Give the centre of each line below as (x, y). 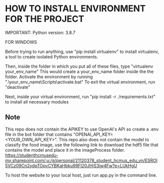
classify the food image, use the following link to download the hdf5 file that (82, 145)
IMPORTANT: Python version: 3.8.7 (40, 32)
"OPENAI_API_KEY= (93, 134)
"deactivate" (18, 87)
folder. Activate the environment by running (49, 77)
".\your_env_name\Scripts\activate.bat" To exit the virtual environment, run (80, 82)
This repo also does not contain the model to (104, 139)
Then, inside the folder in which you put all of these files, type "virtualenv (79, 66)
